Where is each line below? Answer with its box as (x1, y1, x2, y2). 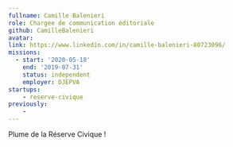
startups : (8, 85, 41, 94)
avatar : (8, 33, 34, 42)
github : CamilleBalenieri (8, 26, 94, 34)
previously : (8, 100, 48, 108)
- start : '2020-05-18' (15, 56, 91, 64)
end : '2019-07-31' (22, 64, 83, 72)
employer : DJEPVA (22, 78, 80, 86)
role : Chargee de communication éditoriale (8, 19, 155, 27)
